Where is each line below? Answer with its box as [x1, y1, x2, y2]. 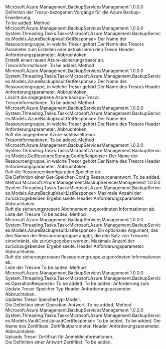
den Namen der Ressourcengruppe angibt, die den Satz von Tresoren [5, 233, 149, 238]
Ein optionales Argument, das [97, 227, 158, 233]
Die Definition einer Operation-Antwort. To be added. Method [5, 302, 132, 307]
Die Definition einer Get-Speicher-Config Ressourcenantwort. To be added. [5, 174, 161, 180]
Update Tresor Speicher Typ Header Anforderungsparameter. [5, 286, 132, 291]
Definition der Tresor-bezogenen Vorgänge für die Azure [5, 9, 122, 15]
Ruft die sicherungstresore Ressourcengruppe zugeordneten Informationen [5, 254, 161, 260]
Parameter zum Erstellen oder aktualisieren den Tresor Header [5, 47, 134, 52]
